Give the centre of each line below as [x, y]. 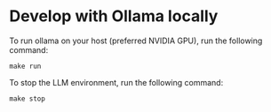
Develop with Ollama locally [114, 16]
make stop [28, 99]
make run [25, 66]
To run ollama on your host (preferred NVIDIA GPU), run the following [136, 41]
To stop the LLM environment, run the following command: [116, 82]
